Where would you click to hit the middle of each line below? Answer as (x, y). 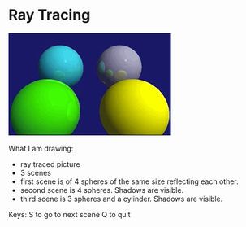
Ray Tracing (50, 15)
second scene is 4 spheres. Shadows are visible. (102, 190)
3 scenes (35, 172)
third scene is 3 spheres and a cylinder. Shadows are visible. (121, 199)
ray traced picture (50, 164)
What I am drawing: (41, 148)
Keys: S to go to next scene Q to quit (70, 214)
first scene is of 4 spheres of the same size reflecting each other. (129, 181)
